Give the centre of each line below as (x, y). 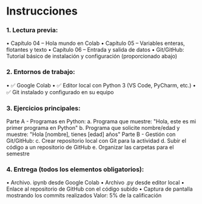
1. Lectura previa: (32, 30)
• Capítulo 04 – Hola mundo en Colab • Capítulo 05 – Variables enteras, (96, 43)
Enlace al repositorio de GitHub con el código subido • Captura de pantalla (99, 189)
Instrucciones (42, 11)
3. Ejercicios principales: (43, 108)
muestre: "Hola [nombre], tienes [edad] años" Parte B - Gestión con (91, 134)
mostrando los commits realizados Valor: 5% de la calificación (84, 195)
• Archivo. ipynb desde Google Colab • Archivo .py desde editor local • (96, 183)
